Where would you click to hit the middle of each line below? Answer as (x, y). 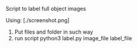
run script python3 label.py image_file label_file (73, 38)
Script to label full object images (46, 9)
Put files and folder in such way (54, 32)
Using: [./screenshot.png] (38, 20)
